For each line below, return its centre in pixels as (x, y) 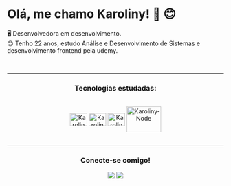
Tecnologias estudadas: (115, 88)
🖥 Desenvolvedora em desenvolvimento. (64, 33)
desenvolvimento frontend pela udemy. (63, 50)
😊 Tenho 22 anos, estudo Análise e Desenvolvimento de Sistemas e (104, 43)
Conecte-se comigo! (115, 161)
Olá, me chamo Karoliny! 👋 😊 (92, 14)
